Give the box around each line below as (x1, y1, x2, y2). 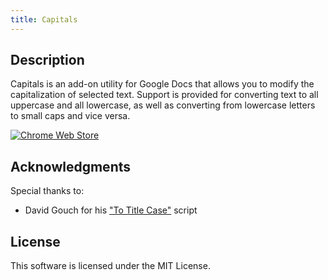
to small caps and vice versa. (10, 110, 131, 122)
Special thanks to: (10, 185, 85, 197)
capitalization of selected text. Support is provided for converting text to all (10, 89, 319, 101)
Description (10, 52, 85, 69)
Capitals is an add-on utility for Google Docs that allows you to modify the (10, 78, 315, 90)
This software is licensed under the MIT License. (10, 260, 211, 272)
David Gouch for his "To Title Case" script (24, 204, 198, 216)
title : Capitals (10, 14, 78, 25)
